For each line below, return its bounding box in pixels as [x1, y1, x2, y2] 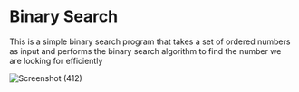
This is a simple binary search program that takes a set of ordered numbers [9, 36, 291, 47]
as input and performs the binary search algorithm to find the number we [9, 45, 282, 56]
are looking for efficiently [9, 55, 103, 66]
